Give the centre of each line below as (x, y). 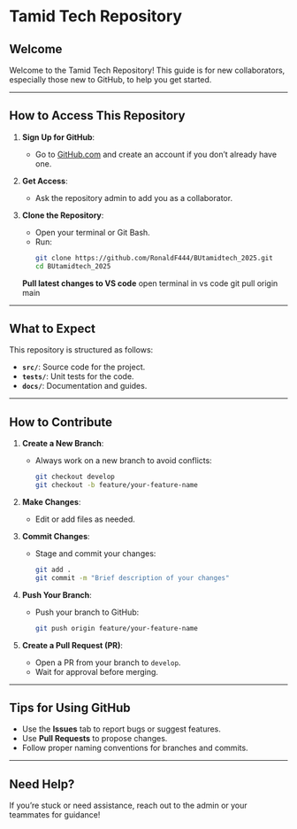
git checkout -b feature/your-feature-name (117, 485)
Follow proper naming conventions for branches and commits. (135, 748)
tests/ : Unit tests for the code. (78, 376)
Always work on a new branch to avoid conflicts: (123, 461)
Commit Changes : (56, 536)
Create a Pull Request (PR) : (72, 645)
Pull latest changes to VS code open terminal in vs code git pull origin (150, 283)
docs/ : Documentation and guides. (84, 386)
